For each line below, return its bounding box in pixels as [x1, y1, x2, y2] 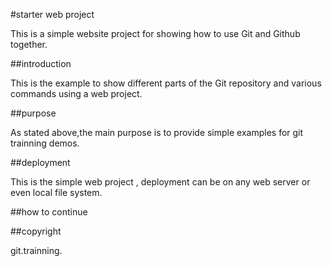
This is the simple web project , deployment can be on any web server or [10, 176, 311, 188]
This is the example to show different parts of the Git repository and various [10, 77, 322, 89]
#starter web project [10, 9, 95, 20]
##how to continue [10, 206, 88, 218]
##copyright [10, 225, 62, 237]
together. [10, 39, 48, 50]
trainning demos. [10, 137, 80, 149]
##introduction [10, 58, 72, 69]
